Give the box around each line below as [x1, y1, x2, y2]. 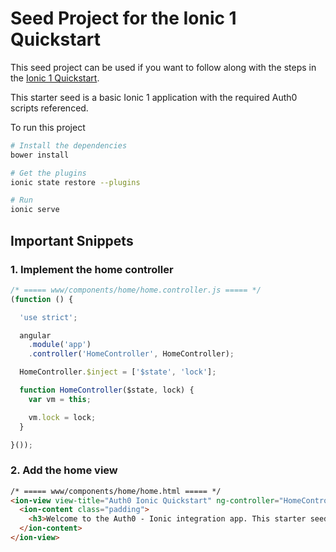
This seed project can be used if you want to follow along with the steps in [10, 61, 317, 73]
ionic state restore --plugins [10, 177, 141, 187]
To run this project [10, 121, 86, 133]
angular [19, 330, 52, 341]
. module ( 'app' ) [28, 340, 92, 350]
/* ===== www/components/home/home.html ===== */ [10, 486, 222, 496]
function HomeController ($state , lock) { [19, 385, 195, 395]
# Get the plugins [10, 168, 87, 178]
